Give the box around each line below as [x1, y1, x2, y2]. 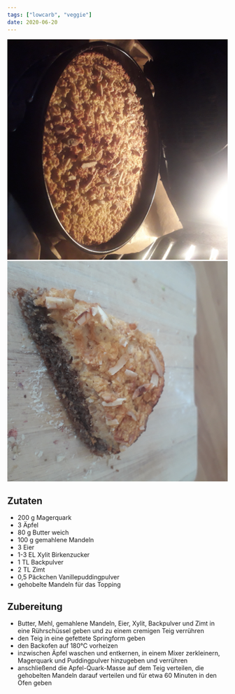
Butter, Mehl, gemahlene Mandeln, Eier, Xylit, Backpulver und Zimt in [17, 619, 215, 628]
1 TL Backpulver [17, 558, 64, 567]
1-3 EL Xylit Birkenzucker [17, 551, 90, 559]
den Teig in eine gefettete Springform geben [17, 634, 145, 643]
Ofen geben [17, 679, 52, 687]
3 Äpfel [17, 521, 38, 530]
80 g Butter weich [17, 528, 69, 537]
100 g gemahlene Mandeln [17, 536, 94, 544]
